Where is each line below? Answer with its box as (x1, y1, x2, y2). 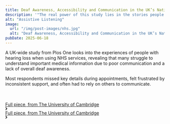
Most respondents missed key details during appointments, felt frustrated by (5, 75, 165, 81)
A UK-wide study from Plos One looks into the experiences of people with (5, 49, 159, 56)
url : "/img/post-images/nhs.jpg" (10, 26, 80, 31)
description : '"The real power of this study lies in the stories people (5, 12, 164, 17)
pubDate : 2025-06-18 (5, 36, 49, 41)
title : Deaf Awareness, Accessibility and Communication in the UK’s (5, 7, 155, 13)
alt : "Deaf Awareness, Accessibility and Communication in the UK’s (10, 31, 157, 36)
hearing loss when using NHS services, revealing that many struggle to (5, 55, 153, 61)
